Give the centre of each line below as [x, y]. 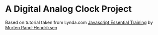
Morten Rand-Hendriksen [31, 27]
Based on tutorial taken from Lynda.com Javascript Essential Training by [79, 22]
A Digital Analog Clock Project [69, 9]
